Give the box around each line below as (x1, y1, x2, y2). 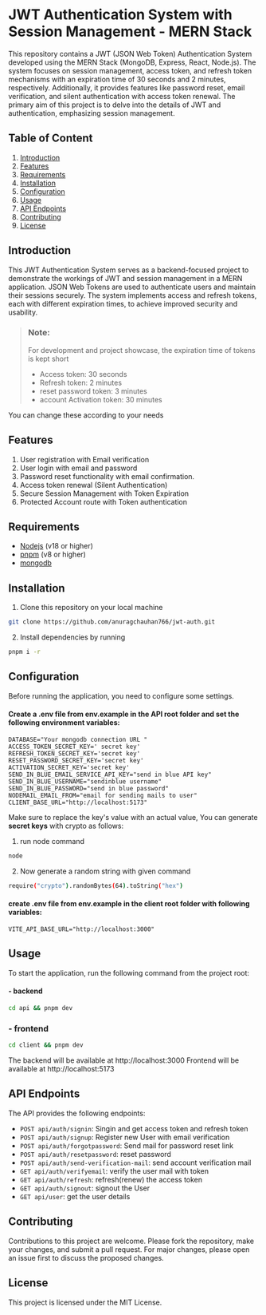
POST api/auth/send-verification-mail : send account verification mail (19, 1158, 252, 1167)
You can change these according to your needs (8, 410, 164, 420)
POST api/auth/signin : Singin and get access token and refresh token (19, 1123, 248, 1133)
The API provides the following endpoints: (8, 1108, 146, 1118)
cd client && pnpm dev (8, 1041, 84, 1049)
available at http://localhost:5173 (8, 1064, 115, 1074)
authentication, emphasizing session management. (8, 108, 175, 117)
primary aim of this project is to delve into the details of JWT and (8, 100, 221, 109)
